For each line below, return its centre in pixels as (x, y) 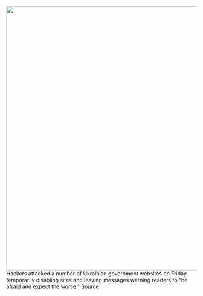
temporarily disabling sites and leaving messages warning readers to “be (97, 280)
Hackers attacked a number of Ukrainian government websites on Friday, (97, 274)
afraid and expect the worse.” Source (53, 286)
